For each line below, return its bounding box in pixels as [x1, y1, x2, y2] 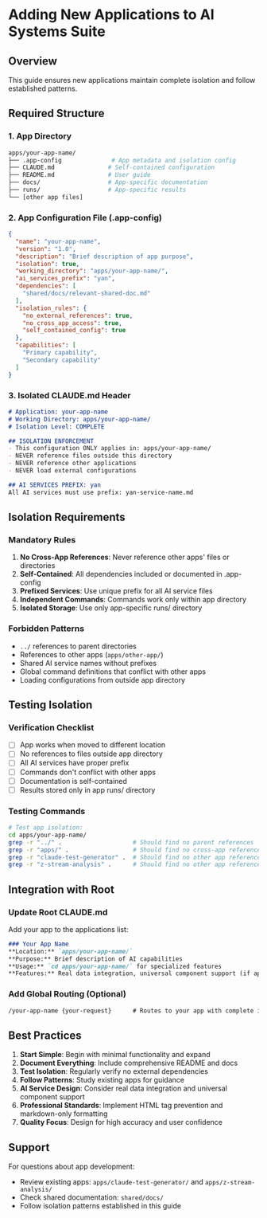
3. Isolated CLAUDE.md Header [8, 390, 131, 401]
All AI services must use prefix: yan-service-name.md [8, 488, 194, 496]
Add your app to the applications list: [8, 924, 129, 934]
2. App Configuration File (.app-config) [8, 212, 163, 223]
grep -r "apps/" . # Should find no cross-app [8, 846, 226, 854]
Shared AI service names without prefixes [19, 658, 157, 668]
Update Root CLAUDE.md [8, 907, 108, 918]
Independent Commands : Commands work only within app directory [19, 595, 247, 605]
